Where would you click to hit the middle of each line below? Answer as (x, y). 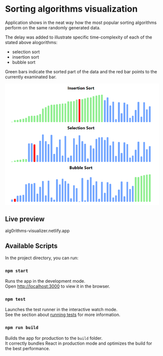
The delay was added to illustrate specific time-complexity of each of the (79, 37)
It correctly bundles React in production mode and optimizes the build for (79, 343)
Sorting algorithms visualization (71, 9)
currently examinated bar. (31, 77)
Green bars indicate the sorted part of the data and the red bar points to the (81, 71)
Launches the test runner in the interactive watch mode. (61, 310)
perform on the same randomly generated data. (53, 27)
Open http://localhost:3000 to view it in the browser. (58, 286)
